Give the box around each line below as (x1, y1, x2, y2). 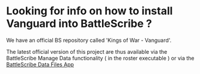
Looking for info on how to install (6, 4, 173, 18)
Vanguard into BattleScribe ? (6, 17, 152, 30)
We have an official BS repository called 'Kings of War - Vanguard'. (6, 36, 172, 44)
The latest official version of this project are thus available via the (6, 48, 168, 55)
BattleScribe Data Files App (6, 61, 74, 68)
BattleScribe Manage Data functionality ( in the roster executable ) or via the (6, 54, 195, 61)
